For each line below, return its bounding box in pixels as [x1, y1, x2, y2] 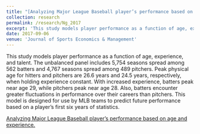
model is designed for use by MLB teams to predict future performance [6, 97, 181, 104]
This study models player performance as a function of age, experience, [6, 53, 183, 60]
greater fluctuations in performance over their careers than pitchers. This [6, 91, 186, 98]
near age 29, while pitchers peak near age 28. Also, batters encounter [6, 85, 178, 91]
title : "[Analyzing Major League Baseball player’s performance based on [6, 8, 193, 15]
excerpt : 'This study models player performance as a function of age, [6, 25, 187, 32]
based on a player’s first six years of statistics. [6, 104, 120, 110]
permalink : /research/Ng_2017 [6, 20, 82, 26]
